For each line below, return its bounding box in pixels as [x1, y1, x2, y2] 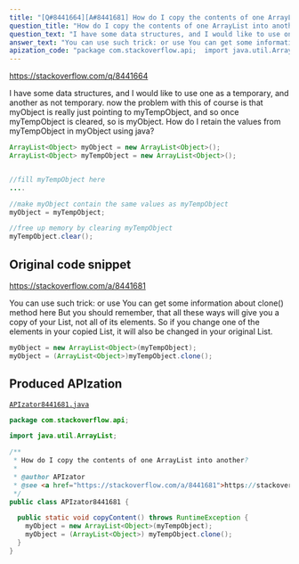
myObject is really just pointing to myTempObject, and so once [9, 107, 239, 118]
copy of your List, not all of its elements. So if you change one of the [9, 316, 260, 327]
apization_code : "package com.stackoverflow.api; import [9, 46, 229, 55]
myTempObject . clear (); [9, 233, 93, 241]
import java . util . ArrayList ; [9, 431, 117, 441]
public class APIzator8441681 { [9, 497, 129, 506]
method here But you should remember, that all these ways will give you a [9, 307, 280, 317]
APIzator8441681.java [9, 400, 90, 409]
